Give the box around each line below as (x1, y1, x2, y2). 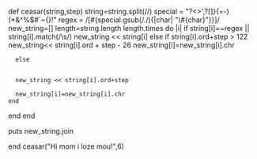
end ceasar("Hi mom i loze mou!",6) (8, 142, 125, 151)
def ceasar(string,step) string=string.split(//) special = (8, 7, 184, 16)
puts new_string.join (8, 127, 74, 135)
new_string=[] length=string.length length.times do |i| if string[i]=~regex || (8, 24, 250, 32)
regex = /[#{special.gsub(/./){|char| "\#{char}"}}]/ (58, 15, 220, 25)
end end (8, 111, 36, 120)
